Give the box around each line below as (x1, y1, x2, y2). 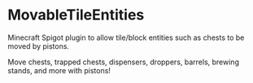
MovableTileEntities (7, 6, 145, 24)
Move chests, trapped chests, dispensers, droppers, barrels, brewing (7, 57, 239, 67)
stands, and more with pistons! (7, 65, 111, 75)
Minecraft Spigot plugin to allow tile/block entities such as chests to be (7, 33, 245, 42)
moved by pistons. (7, 41, 70, 50)
